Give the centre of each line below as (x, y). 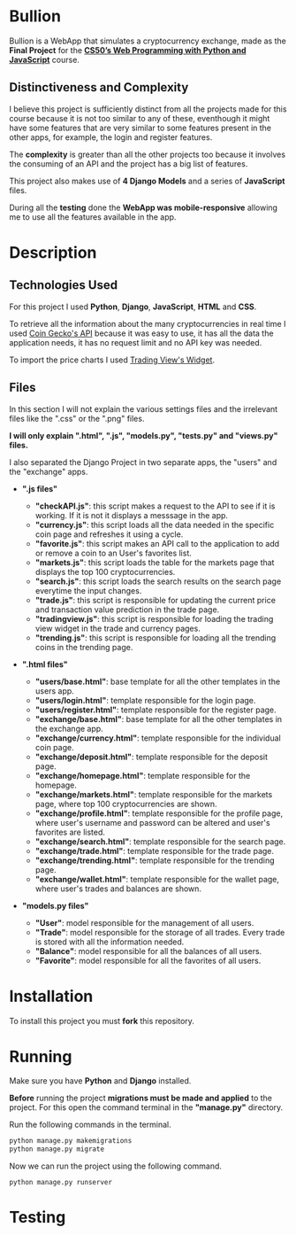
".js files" (39, 488)
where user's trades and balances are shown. (118, 889)
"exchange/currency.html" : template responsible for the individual (158, 738)
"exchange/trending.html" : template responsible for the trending (155, 860)
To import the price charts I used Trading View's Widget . (112, 360)
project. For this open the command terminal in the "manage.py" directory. (146, 1107)
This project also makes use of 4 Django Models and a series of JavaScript (147, 181)
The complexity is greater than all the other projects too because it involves (147, 154)
